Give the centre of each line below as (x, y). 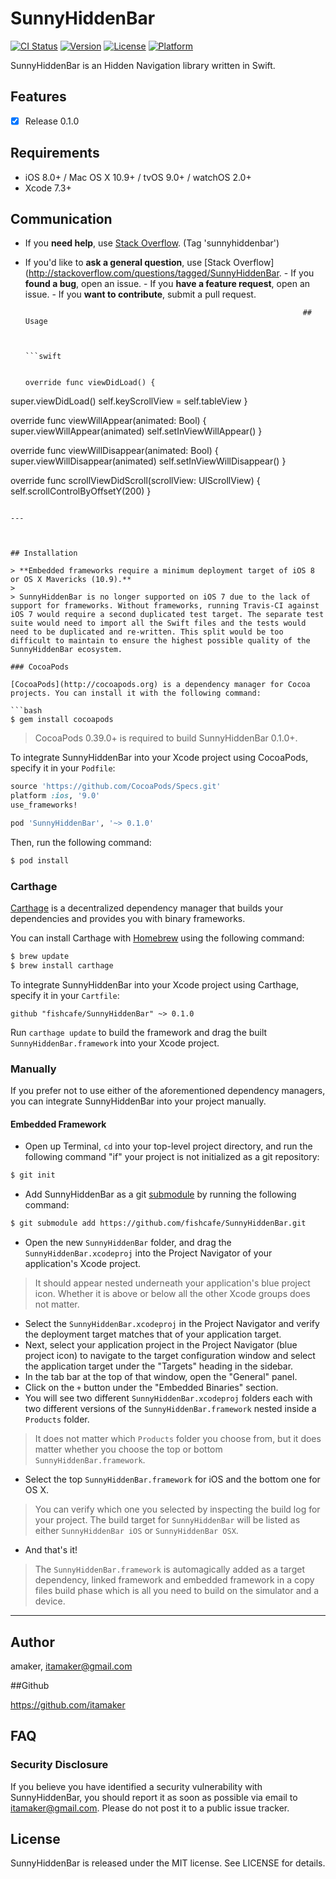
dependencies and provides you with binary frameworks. (128, 919)
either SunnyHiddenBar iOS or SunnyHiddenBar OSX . (136, 1531)
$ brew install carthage (62, 965)
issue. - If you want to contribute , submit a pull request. (140, 294)
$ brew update (40, 957)
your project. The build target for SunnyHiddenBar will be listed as (167, 1520)
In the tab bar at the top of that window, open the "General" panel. (161, 1377)
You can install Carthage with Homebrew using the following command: (157, 938)
